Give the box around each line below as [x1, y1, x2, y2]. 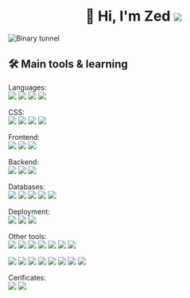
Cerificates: [8, 273, 46, 282]
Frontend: [8, 132, 41, 141]
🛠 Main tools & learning [8, 57, 129, 71]
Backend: [8, 157, 40, 166]
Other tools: [8, 231, 47, 241]
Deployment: [8, 207, 50, 216]
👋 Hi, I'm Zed [85, 7, 171, 25]
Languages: [8, 83, 47, 92]
